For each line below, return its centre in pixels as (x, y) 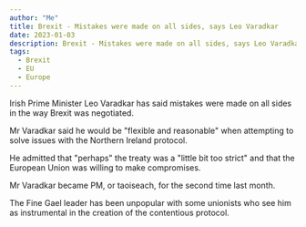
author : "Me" (34, 18)
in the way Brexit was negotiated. (72, 113)
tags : (20, 52)
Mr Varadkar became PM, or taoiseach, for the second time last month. (143, 185)
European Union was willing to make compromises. (105, 167)
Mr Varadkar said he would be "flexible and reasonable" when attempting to (152, 130)
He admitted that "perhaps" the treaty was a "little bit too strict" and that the (152, 158)
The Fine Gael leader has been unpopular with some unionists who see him (150, 202)
